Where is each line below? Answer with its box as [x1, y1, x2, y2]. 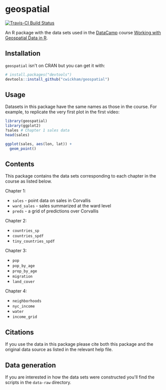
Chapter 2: [5, 218, 27, 224]
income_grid [12, 314, 37, 319]
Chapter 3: [5, 248, 27, 254]
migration [12, 274, 33, 279]
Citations [5, 328, 34, 336]
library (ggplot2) [5, 123, 41, 128]
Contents [5, 160, 35, 168]
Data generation [5, 361, 56, 369]
